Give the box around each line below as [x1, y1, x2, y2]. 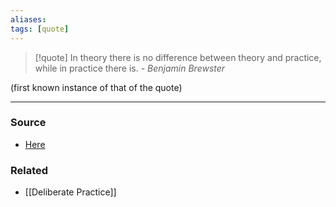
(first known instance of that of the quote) [10, 81, 183, 93]
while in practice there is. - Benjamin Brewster [34, 62, 226, 74]
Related [10, 163, 49, 177]
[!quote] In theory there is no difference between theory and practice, [34, 51, 322, 63]
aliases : [10, 14, 47, 25]
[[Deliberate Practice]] [24, 186, 117, 198]
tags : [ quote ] [10, 24, 70, 34]
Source [10, 116, 47, 130]
